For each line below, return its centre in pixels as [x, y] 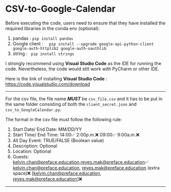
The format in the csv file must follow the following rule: [64, 119]
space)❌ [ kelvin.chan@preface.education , [57, 173]
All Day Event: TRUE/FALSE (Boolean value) [58, 140]
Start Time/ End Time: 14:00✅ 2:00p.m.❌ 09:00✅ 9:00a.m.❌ [76, 134]
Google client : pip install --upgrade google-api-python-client [83, 43]
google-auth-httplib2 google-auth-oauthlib [60, 48]
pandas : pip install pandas [43, 38]
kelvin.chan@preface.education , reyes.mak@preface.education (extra [86, 168]
